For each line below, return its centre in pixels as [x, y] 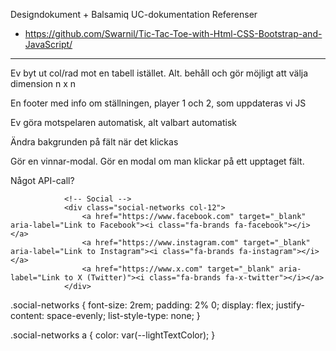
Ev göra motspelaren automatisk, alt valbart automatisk [124, 122]
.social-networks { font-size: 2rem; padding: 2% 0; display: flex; [142, 305]
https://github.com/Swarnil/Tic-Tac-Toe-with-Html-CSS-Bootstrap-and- [173, 33]
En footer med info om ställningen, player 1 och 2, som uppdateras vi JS [158, 103]
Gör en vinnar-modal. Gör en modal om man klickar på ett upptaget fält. [157, 161]
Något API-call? [42, 180]
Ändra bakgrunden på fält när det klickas [94, 142]
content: [27, 315]
